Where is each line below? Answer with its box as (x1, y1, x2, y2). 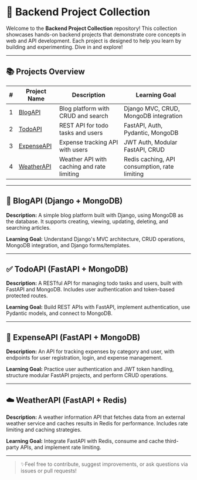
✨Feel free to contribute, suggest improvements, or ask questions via (20, 461, 188, 468)
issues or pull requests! (20, 467, 77, 474)
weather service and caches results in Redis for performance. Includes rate (6, 420, 188, 427)
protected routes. (6, 292, 48, 299)
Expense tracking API (59, 138, 118, 146)
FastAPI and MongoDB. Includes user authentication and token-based (6, 286, 175, 293)
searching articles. (6, 224, 51, 231)
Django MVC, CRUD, (124, 104, 180, 112)
